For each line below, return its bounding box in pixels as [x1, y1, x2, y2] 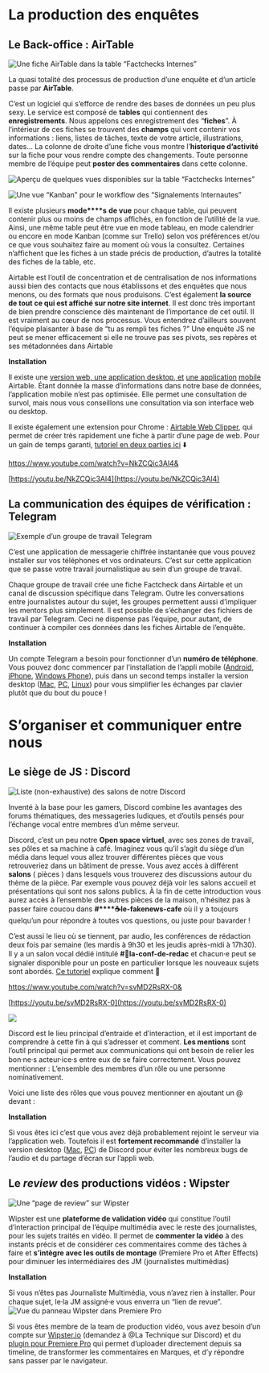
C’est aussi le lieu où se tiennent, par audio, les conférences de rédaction [8, 931, 251, 940]
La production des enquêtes [8, 6, 199, 24]
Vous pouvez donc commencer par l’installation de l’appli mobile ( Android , [8, 662, 255, 672]
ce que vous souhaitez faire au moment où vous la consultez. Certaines [8, 240, 245, 249]
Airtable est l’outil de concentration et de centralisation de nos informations [8, 272, 257, 282]
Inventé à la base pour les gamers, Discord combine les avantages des [8, 802, 243, 811]
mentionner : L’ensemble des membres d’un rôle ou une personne [8, 1064, 226, 1073]
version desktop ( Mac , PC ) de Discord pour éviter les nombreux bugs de [8, 1144, 249, 1154]
